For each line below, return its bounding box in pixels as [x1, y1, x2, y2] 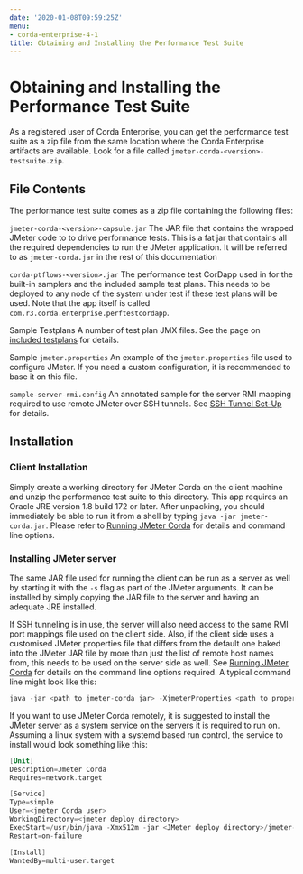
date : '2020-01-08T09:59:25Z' [9, 13, 124, 23]
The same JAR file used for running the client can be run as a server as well [9, 572, 291, 583]
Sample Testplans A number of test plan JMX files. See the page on [9, 325, 261, 335]
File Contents [9, 181, 87, 197]
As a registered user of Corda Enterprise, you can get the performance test [9, 126, 289, 137]
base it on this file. [9, 371, 78, 382]
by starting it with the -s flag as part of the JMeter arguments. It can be [9, 581, 274, 592]
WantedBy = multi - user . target [9, 856, 115, 865]
